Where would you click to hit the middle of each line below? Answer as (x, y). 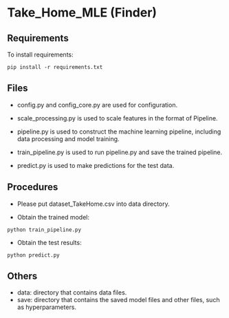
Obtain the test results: (49, 242)
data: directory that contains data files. (72, 293)
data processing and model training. (68, 138)
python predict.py (33, 255)
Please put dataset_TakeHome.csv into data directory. (93, 204)
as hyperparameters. (47, 307)
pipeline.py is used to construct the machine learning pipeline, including (119, 131)
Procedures (33, 187)
